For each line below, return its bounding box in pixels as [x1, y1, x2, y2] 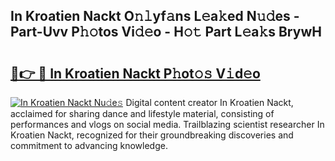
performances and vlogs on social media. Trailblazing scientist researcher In [10, 119, 325, 130]
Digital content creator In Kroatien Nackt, [125, 97, 294, 108]
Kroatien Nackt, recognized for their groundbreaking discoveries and [10, 129, 294, 141]
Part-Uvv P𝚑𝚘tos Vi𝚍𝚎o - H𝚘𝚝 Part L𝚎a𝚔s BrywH [10, 24, 322, 41]
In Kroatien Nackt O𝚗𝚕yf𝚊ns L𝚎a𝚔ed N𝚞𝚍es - [10, 8, 300, 25]
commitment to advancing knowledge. [10, 140, 168, 151]
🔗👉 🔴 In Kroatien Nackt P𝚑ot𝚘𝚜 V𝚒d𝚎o [10, 65, 261, 82]
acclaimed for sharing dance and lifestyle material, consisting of [10, 108, 275, 119]
